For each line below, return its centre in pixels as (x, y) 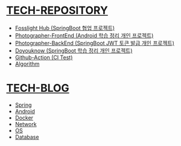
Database (27, 137)
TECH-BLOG (38, 88)
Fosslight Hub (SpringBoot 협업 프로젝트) (65, 28)
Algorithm (27, 63)
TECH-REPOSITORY (57, 11)
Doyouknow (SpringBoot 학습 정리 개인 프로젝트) (74, 50)
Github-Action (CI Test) (44, 57)
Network (26, 124)
